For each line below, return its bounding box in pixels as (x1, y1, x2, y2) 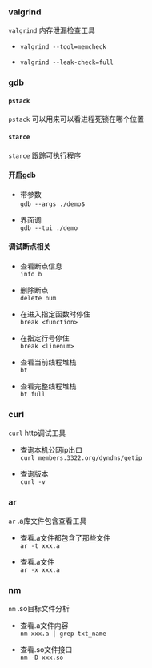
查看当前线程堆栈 (19, 357, 77, 367)
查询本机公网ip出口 (19, 445, 82, 455)
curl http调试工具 (8, 428, 66, 438)
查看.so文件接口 (19, 644, 73, 654)
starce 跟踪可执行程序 (8, 151, 82, 160)
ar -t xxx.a (19, 541, 60, 550)
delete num (19, 295, 57, 303)
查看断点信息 (19, 261, 62, 271)
